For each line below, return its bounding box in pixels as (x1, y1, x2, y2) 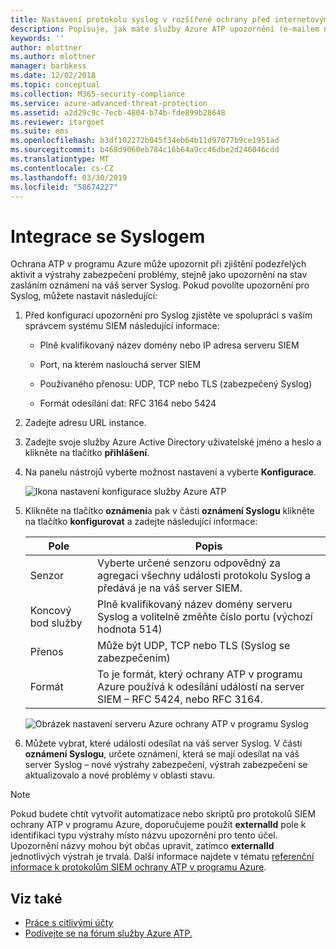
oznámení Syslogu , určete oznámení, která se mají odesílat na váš (24, 748, 300, 760)
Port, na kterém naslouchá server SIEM (39, 359, 202, 371)
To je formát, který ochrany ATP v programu (96, 667, 303, 681)
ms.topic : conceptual (10, 80, 101, 90)
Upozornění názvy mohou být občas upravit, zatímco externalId (10, 840, 275, 852)
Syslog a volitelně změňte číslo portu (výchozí (96, 610, 313, 624)
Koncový (29, 604, 72, 618)
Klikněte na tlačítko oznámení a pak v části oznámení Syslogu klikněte (24, 505, 315, 517)
